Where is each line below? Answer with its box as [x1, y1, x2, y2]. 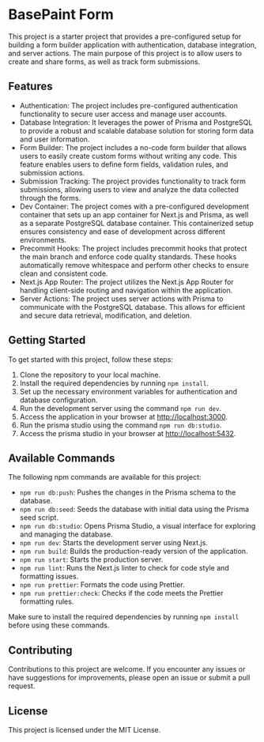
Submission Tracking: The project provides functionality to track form [19, 176, 247, 186]
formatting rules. [19, 597, 74, 606]
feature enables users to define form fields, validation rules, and [19, 160, 228, 169]
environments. [19, 235, 67, 244]
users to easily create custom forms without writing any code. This [19, 151, 237, 160]
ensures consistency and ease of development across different [19, 227, 225, 236]
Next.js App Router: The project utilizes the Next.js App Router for [19, 277, 235, 286]
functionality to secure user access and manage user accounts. [19, 109, 228, 119]
